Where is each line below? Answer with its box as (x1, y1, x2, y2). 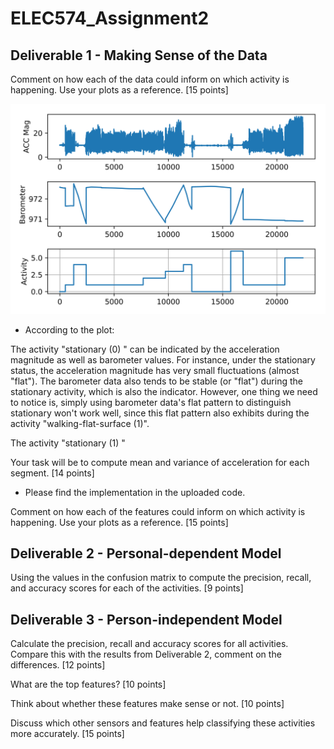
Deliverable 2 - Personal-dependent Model (10, 545, 282, 562)
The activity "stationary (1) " (10, 437, 126, 449)
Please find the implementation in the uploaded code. (24, 486, 246, 498)
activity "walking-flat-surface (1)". (10, 417, 150, 429)
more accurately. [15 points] (10, 728, 125, 740)
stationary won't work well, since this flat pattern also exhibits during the (10, 407, 310, 419)
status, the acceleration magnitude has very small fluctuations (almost (10, 364, 300, 376)
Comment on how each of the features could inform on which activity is (10, 505, 306, 517)
